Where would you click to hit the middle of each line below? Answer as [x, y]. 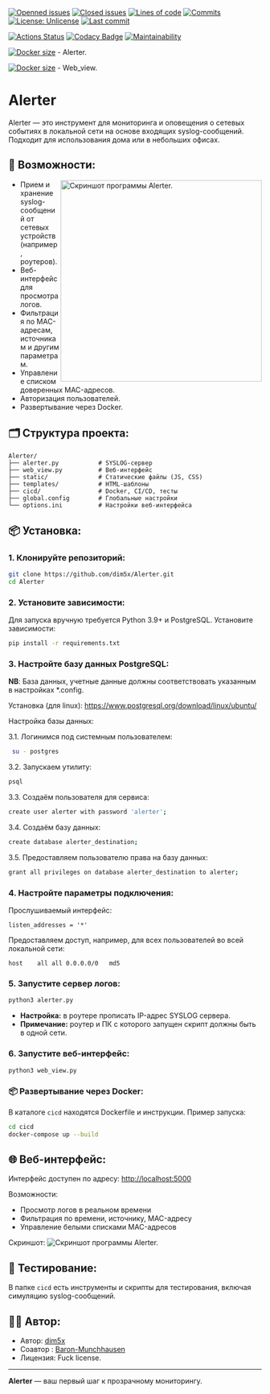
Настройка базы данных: [51, 722]
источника [38, 338]
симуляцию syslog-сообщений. [62, 1296]
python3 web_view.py [43, 1070]
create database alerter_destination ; [73, 842]
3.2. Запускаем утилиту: [50, 767]
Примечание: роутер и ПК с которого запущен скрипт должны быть [138, 1024]
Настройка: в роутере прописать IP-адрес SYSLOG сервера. [125, 1016]
